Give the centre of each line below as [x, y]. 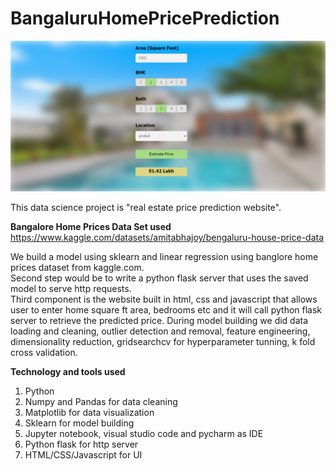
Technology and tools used [68, 372]
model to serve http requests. [71, 289]
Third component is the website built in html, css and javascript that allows [164, 299]
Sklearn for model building [79, 423]
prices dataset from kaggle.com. [77, 268]
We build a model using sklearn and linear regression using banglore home [164, 257]
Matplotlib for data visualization [89, 413]
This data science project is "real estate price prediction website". [146, 208]
